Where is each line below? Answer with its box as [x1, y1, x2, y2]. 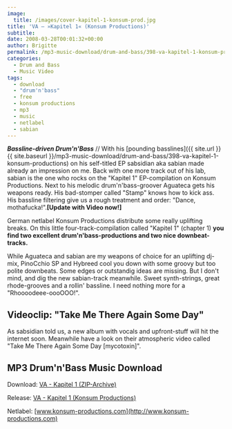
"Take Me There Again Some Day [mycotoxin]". [7, 342, 142, 350]
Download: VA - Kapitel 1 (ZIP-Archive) [7, 381, 117, 388]
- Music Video [13, 68, 54, 75]
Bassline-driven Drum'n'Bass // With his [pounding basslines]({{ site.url [7, 144, 215, 153]
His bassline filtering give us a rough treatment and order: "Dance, [7, 196, 196, 204]
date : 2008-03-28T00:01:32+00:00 [7, 36, 104, 43]
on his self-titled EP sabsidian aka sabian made [70, 160, 205, 168]
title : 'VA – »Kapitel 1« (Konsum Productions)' [7, 23, 150, 30]
